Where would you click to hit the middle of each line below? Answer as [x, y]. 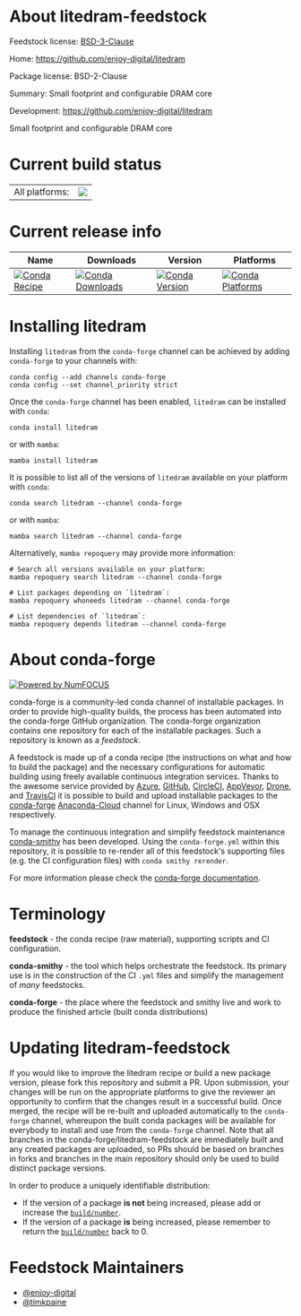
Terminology [57, 914]
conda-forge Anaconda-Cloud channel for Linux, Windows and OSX [135, 805]
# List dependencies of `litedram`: [77, 616]
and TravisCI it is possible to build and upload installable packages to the [144, 795]
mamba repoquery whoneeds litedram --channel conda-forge [120, 601]
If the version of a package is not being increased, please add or [142, 1202]
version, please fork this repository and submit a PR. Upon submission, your [149, 1082]
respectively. [33, 814]
